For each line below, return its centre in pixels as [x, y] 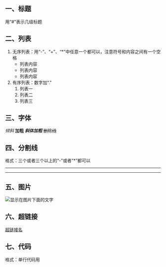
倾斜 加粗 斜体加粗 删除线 [31, 131]
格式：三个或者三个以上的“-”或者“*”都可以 [48, 161]
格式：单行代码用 [22, 259]
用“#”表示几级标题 [24, 22]
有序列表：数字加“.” [32, 82]
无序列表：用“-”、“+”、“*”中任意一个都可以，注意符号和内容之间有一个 [84, 51]
